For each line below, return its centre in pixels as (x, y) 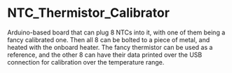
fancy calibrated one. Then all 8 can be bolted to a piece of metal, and (109, 39)
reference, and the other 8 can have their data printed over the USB (105, 55)
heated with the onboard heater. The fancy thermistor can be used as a (110, 47)
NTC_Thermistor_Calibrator (89, 13)
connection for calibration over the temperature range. (86, 62)
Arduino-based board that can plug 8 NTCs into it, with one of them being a (116, 32)
